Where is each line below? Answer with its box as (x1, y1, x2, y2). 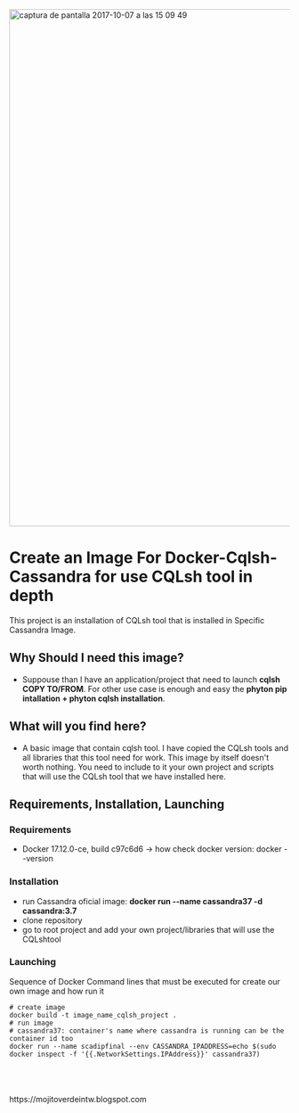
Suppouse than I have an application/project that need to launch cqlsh (21, 673, 280, 685)
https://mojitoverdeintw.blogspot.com (9, 1093, 147, 1104)
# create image (9, 1002, 66, 1011)
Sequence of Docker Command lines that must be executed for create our (9, 976, 280, 986)
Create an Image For (9, 548, 162, 568)
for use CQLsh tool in (94, 566, 254, 587)
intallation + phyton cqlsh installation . (21, 693, 166, 704)
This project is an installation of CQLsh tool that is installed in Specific (9, 614, 265, 625)
